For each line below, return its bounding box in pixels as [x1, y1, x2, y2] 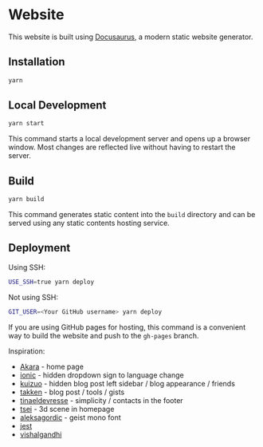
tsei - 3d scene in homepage [19, 404, 115, 413]
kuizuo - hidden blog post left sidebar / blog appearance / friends [19, 378, 235, 388]
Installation [8, 55, 65, 69]
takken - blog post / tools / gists [19, 387, 125, 397]
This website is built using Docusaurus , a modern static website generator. [8, 32, 253, 42]
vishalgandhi [19, 429, 62, 439]
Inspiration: [8, 346, 45, 356]
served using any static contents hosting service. [8, 218, 170, 227]
